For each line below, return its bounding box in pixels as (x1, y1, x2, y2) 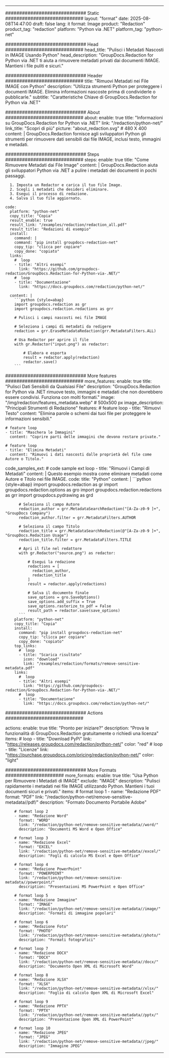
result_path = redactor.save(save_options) (27, 608, 121, 613)
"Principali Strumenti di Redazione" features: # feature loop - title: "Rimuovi (5, 405, 161, 411)
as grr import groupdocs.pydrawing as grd (5, 492, 93, 498)
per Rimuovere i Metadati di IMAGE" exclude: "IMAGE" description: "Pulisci (5, 778, 160, 784)
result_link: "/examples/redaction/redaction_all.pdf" (10, 222, 127, 227)
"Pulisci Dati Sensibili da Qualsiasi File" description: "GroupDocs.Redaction (5, 384, 160, 389)
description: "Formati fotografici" (18, 937, 96, 942)
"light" (5, 757, 19, 763)
